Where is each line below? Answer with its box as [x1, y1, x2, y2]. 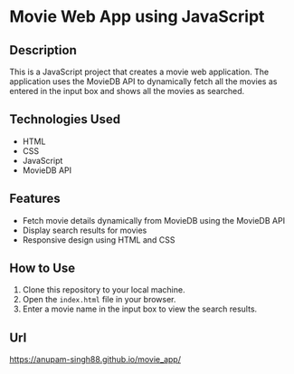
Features [9, 191, 61, 206]
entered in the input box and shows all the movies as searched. [9, 86, 245, 96]
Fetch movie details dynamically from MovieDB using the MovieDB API [22, 215, 286, 225]
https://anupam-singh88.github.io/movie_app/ [9, 354, 181, 365]
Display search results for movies [22, 225, 147, 235]
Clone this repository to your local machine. [22, 284, 185, 295]
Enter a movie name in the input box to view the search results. [22, 303, 258, 314]
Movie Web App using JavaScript [9, 6, 265, 27]
